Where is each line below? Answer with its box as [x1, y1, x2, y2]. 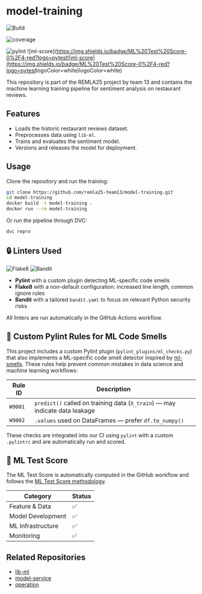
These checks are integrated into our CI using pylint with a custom [6, 431, 173, 438]
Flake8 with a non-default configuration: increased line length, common [14, 283, 194, 290]
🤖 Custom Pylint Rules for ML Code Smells [6, 332, 167, 342]
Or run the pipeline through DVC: [6, 217, 87, 224]
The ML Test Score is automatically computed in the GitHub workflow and [6, 472, 189, 479]
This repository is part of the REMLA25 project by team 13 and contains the [6, 78, 192, 86]
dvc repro [6, 229, 31, 235]
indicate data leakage [34, 406, 95, 414]
